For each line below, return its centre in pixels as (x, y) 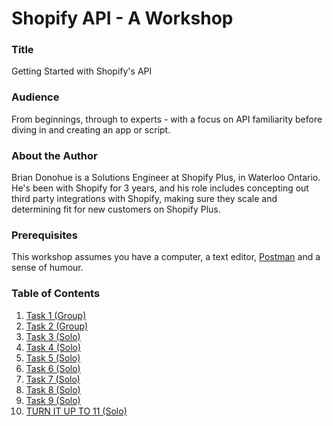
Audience (35, 97)
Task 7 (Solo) (53, 379)
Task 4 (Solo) (53, 347)
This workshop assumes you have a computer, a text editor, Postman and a (166, 257)
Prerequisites (44, 235)
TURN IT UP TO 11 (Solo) (76, 411)
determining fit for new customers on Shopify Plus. (116, 209)
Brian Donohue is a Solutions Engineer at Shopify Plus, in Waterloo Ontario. (166, 178)
